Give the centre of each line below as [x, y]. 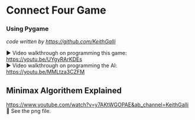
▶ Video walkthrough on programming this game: [66, 53]
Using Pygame [27, 29]
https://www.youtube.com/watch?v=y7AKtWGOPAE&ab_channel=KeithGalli [97, 105]
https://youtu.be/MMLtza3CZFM [45, 72]
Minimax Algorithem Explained [64, 90]
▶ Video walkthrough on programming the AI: [62, 66]
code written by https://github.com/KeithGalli [61, 41]
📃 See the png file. [29, 111]
